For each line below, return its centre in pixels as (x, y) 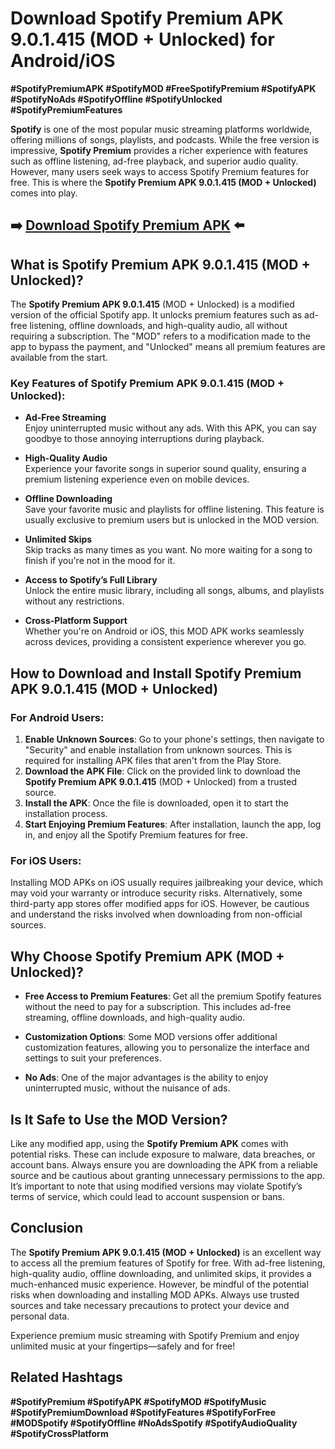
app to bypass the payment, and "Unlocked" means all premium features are (168, 347)
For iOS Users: (46, 861)
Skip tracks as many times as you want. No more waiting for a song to (168, 550)
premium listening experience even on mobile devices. (137, 479)
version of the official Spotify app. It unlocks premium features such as (156, 315)
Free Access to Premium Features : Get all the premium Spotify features (173, 996)
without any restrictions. (74, 601)
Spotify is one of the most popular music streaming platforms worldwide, (161, 129)
